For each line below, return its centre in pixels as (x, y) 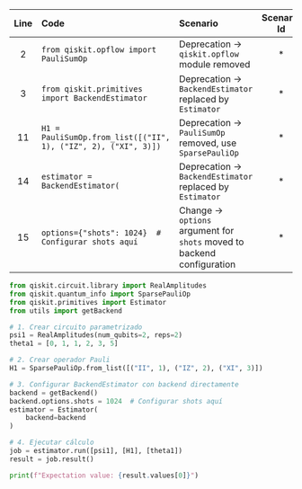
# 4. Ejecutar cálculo (52, 443)
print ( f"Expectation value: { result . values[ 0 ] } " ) (104, 476)
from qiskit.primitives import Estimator (88, 302)
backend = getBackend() (54, 393)
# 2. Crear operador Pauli (60, 360)
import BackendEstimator (94, 98)
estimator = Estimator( (54, 409)
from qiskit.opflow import (99, 50)
